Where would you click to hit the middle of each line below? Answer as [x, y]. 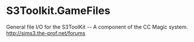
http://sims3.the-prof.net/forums [46, 33]
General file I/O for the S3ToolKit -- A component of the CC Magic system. [97, 27]
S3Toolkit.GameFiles [58, 11]
